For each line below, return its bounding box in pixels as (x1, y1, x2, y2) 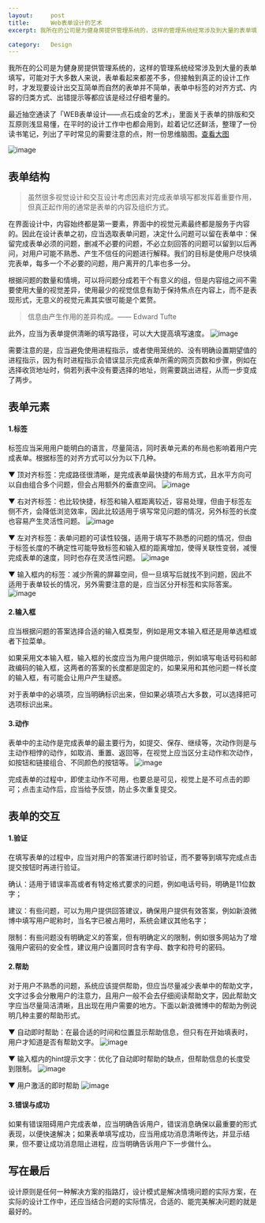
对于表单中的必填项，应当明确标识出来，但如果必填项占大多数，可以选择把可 (8, 689, 257, 699)
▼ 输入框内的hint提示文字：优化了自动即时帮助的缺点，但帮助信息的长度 (8, 1054, 244, 1063)
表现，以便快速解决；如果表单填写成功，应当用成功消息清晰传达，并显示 (8, 1129, 243, 1138)
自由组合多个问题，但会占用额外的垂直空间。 (14, 480, 160, 489)
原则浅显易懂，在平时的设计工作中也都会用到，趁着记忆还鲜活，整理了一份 (14, 119, 257, 129)
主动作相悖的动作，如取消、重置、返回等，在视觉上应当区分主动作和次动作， (8, 748, 257, 758)
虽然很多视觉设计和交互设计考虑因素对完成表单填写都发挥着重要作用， (27, 193, 256, 202)
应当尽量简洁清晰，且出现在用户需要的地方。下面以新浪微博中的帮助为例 (14, 1000, 250, 1010)
